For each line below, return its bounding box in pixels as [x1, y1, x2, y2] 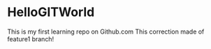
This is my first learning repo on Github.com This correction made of [7, 27, 205, 36]
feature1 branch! [7, 34, 54, 43]
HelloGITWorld [7, 4, 95, 20]
